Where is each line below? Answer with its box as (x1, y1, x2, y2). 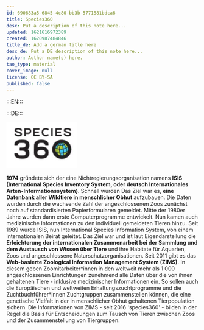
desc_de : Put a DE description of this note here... (6, 49, 143, 55)
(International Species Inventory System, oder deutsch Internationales (6, 181, 189, 188)
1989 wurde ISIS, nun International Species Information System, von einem (6, 226, 194, 234)
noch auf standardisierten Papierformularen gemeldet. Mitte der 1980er (6, 207, 186, 214)
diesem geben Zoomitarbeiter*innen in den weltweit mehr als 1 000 (6, 265, 175, 272)
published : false (6, 80, 51, 86)
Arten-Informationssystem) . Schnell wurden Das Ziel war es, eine (6, 188, 175, 195)
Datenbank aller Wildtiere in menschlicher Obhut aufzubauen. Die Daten (6, 194, 192, 201)
